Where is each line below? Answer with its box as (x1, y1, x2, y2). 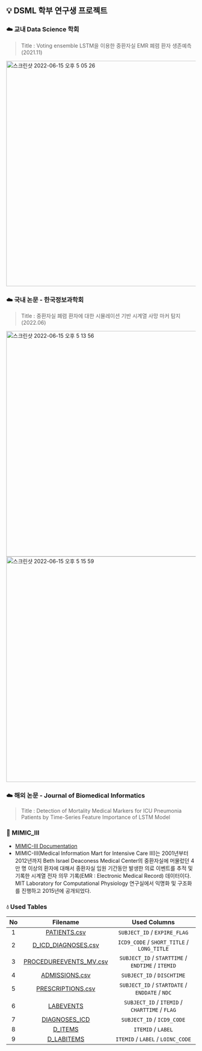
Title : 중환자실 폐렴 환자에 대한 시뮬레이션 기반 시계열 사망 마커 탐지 (20, 312, 181, 319)
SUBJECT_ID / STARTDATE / (119, 981, 188, 989)
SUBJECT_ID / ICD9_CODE (121, 1015, 186, 1023)
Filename (52, 918, 79, 926)
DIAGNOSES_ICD (41, 1015, 90, 1023)
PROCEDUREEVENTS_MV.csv (23, 957, 108, 966)
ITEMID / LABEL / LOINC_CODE (115, 1035, 191, 1043)
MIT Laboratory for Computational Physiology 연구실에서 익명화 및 (14, 880, 176, 887)
